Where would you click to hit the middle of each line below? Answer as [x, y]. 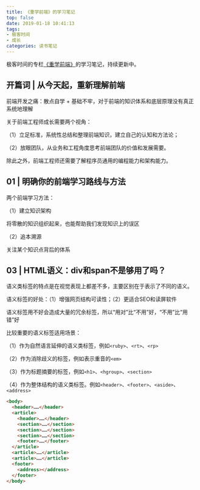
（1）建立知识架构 [29, 211]
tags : [13, 29]
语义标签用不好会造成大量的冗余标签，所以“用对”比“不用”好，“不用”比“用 [97, 312]
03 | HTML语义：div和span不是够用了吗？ [86, 270]
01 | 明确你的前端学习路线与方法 [66, 182]
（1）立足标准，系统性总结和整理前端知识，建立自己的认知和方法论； [93, 134]
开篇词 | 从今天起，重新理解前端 [66, 85]
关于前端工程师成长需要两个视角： [49, 121]
